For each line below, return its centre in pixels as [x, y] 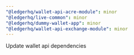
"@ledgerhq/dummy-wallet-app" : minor [53, 23]
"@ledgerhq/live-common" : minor [46, 18]
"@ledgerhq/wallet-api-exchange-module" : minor [67, 29]
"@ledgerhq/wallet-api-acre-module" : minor [62, 12]
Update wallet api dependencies [46, 46]
